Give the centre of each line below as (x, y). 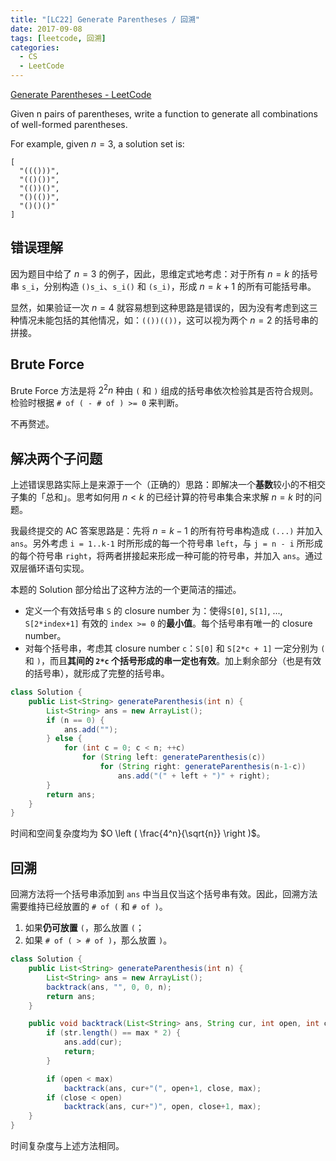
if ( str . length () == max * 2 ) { (114, 1033)
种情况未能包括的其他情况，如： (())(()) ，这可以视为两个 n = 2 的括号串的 (164, 320)
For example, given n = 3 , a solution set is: (97, 144)
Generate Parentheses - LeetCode (81, 94)
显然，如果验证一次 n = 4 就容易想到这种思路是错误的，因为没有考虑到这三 (164, 307)
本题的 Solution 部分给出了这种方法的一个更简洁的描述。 (126, 590)
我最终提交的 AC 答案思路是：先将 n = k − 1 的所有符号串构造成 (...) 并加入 (166, 531)
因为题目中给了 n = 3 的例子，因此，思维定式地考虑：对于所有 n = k (150, 273)
